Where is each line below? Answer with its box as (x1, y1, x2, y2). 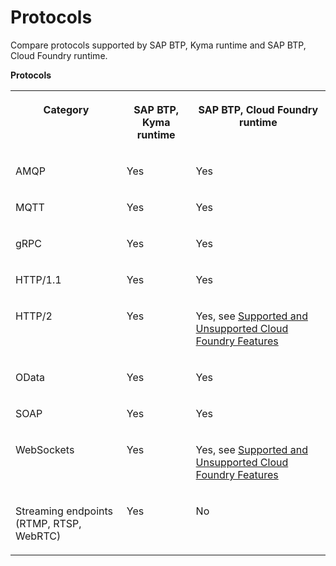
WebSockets (15, 442, 75, 456)
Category (43, 102, 90, 116)
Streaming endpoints (15, 504, 113, 518)
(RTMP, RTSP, (15, 516, 82, 530)
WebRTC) (15, 529, 62, 543)
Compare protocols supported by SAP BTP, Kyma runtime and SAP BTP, (10, 39, 307, 51)
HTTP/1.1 (15, 272, 62, 286)
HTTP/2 (15, 309, 53, 323)
